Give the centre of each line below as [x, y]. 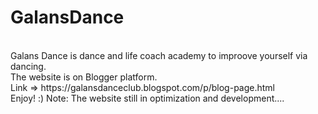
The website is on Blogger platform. [84, 77]
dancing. [28, 66]
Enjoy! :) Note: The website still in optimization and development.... [147, 98]
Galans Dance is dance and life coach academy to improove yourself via [159, 55]
